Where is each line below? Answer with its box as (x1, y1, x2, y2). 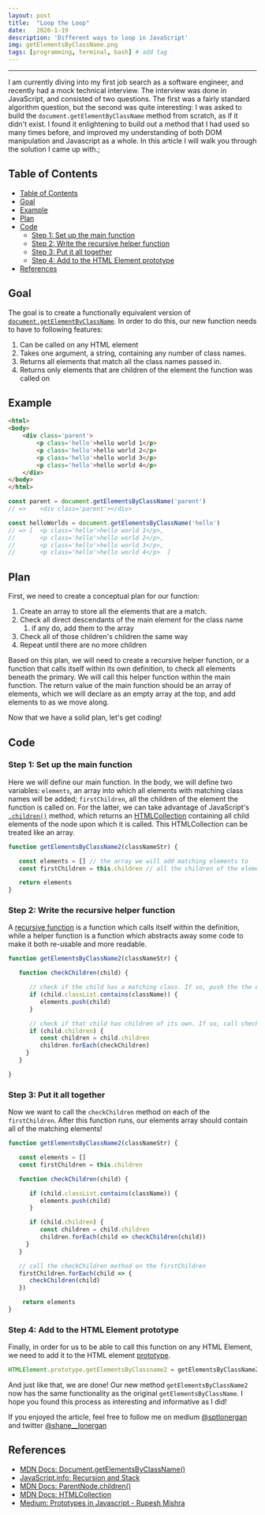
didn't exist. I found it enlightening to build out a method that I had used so (8, 119, 250, 129)
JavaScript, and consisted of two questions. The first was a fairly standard (8, 94, 250, 103)
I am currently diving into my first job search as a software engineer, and (8, 77, 244, 87)
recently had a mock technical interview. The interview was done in (8, 86, 227, 95)
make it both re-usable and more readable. (8, 939, 147, 949)
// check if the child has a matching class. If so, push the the (28, 983, 252, 991)
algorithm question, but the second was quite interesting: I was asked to (8, 103, 242, 111)
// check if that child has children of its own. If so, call (28, 1020, 238, 1028)
